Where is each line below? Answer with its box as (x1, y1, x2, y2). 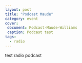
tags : (5, 35, 16, 40)
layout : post (5, 7, 32, 12)
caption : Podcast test (7, 30, 54, 35)
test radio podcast (5, 52, 42, 58)
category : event (5, 16, 38, 21)
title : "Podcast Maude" (5, 12, 54, 17)
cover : (5, 21, 19, 26)
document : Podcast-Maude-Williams (7, 25, 78, 30)
